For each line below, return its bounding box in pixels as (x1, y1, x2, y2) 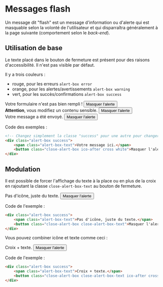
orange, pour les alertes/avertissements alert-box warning (12, 86, 130, 92)
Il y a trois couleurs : (5, 72, 46, 77)
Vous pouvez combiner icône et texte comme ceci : (5, 235, 108, 241)
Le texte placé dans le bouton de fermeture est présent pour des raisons (5, 57, 150, 63)
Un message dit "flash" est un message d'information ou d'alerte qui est (5, 19, 149, 25)
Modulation (5, 165, 40, 173)
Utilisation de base (5, 44, 63, 52)
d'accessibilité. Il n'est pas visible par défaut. (5, 62, 95, 68)
